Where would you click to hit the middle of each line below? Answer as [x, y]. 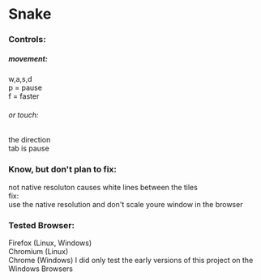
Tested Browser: [42, 225]
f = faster [24, 96]
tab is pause [29, 148]
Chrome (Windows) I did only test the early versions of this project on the [131, 260]
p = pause [26, 88]
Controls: [27, 40]
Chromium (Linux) [39, 251]
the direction [30, 140]
